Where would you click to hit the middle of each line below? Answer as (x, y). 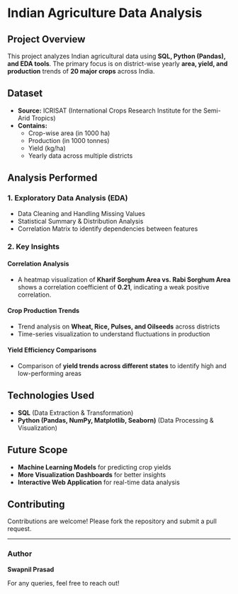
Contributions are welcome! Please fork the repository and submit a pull (112, 521)
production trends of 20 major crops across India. (81, 71)
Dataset (25, 93)
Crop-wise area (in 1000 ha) (69, 133)
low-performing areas (50, 374)
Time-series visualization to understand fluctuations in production (114, 333)
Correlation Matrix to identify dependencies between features (108, 229)
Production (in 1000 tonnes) (69, 140)
